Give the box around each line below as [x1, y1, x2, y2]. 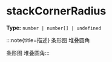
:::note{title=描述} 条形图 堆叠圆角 [6, 36, 90, 43]
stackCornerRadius [6, 4, 107, 18]
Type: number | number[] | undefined [6, 24, 102, 31]
